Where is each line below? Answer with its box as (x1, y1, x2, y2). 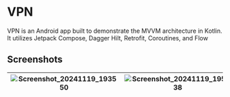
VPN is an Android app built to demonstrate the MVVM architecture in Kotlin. (7, 27, 222, 35)
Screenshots (7, 54, 63, 66)
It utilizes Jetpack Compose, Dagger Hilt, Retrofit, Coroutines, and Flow (7, 33, 209, 42)
